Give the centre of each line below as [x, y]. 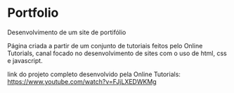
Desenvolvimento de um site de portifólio [67, 32]
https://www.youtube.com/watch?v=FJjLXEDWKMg [82, 81]
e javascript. [25, 60]
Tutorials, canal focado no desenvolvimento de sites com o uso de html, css [117, 53]
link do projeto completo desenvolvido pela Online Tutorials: [94, 74]
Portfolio [33, 13]
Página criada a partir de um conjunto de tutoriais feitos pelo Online [105, 45]
